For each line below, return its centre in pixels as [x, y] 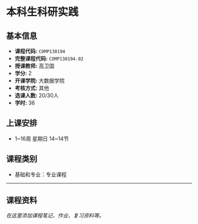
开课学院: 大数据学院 [39, 81]
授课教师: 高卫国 [34, 66]
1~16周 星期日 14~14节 [42, 138]
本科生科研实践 [42, 12]
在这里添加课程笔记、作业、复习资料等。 [55, 216]
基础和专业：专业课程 [40, 174]
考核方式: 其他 [32, 88]
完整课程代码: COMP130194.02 [49, 59]
